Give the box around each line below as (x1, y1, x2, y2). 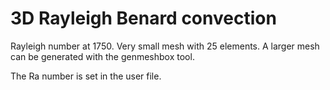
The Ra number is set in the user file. (10, 70, 162, 82)
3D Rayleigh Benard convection (10, 7, 277, 30)
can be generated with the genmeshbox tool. (10, 50, 195, 62)
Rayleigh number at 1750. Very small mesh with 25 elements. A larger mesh (10, 40, 320, 52)
